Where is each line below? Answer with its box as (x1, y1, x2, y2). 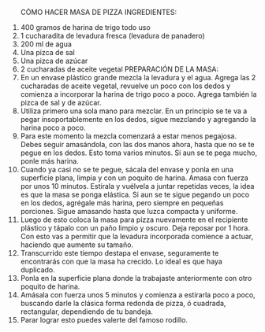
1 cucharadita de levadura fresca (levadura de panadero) (20, 31, 206, 40)
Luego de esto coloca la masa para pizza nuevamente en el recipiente (20, 215, 248, 224)
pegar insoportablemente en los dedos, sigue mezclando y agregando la (20, 115, 256, 124)
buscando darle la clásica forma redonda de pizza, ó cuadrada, (20, 299, 226, 308)
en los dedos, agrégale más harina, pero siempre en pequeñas (20, 198, 224, 208)
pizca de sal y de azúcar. (20, 98, 102, 107)
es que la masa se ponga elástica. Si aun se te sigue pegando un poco (20, 190, 250, 199)
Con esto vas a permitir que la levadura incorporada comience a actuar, (20, 232, 254, 241)
